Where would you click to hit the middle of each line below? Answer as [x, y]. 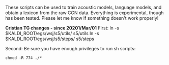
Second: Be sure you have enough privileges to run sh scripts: [71, 48]
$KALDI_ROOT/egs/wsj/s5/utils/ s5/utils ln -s [52, 33]
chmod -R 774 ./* [24, 58]
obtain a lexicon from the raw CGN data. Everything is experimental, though [84, 13]
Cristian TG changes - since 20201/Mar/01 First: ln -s [62, 28]
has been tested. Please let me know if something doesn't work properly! [82, 18]
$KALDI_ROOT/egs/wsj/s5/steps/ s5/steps [50, 39]
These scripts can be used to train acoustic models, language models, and [83, 7]
